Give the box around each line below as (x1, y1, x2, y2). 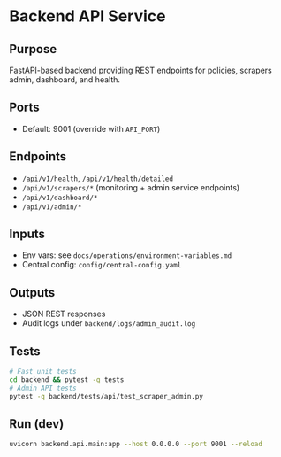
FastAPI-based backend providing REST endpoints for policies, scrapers (9, 65, 272, 75)
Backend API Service (9, 6, 166, 27)
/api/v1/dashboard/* (21, 193, 98, 202)
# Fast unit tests (9, 368, 77, 376)
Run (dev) (9, 416, 65, 431)
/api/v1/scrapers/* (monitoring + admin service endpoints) (21, 182, 240, 192)
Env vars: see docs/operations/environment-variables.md (21, 250, 232, 260)
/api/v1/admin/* (21, 202, 82, 212)
